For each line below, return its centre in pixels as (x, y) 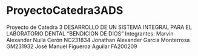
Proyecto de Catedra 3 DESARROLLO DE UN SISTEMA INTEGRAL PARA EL (99, 27)
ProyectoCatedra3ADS (65, 11)
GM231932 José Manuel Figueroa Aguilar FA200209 (72, 46)
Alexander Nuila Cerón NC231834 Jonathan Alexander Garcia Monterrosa (98, 40)
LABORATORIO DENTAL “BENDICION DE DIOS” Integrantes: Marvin (90, 33)
